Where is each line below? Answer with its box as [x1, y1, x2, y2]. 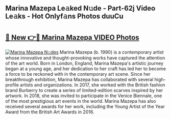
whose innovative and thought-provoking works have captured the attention [5, 55, 165, 61]
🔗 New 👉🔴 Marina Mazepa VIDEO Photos [5, 33, 139, 42]
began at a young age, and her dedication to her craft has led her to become [5, 66, 166, 72]
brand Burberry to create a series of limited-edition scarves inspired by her [5, 87, 163, 93]
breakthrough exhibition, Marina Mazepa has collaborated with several [5, 76, 154, 82]
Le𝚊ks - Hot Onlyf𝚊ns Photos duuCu [5, 12, 124, 21]
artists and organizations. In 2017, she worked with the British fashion [20, 82, 166, 88]
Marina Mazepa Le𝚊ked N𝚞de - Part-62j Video [5, 4, 156, 13]
